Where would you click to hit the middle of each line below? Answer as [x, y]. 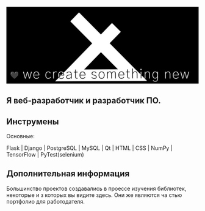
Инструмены [33, 121]
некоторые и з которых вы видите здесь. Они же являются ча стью [94, 195]
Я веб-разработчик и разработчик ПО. [84, 101]
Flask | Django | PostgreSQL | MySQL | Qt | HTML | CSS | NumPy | [89, 148]
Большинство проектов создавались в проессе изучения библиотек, [96, 188]
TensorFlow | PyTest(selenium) [45, 154]
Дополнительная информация [68, 174]
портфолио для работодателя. [46, 201]
